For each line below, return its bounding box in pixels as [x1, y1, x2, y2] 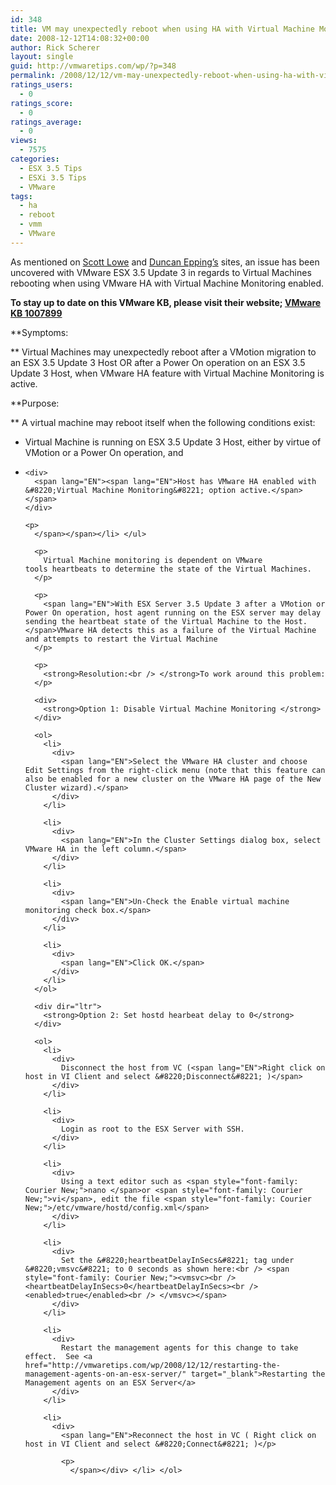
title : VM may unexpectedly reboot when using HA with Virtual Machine [10, 24, 315, 34]
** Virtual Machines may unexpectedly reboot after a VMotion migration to [10, 346, 317, 358]
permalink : [10, 71, 56, 81]
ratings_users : [10, 80, 74, 90]
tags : [10, 191, 33, 201]
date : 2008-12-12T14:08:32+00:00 [10, 33, 150, 43]
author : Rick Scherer [10, 42, 101, 53]
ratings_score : [10, 98, 74, 108]
